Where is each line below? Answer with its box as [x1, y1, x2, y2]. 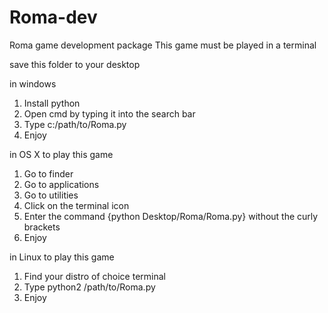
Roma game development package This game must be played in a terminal [9, 39, 317, 51]
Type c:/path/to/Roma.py [23, 118, 127, 130]
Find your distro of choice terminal [23, 270, 166, 282]
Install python [23, 97, 81, 109]
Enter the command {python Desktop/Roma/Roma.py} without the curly [23, 210, 319, 222]
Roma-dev [9, 6, 98, 29]
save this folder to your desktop [9, 58, 141, 70]
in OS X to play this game [9, 148, 114, 160]
